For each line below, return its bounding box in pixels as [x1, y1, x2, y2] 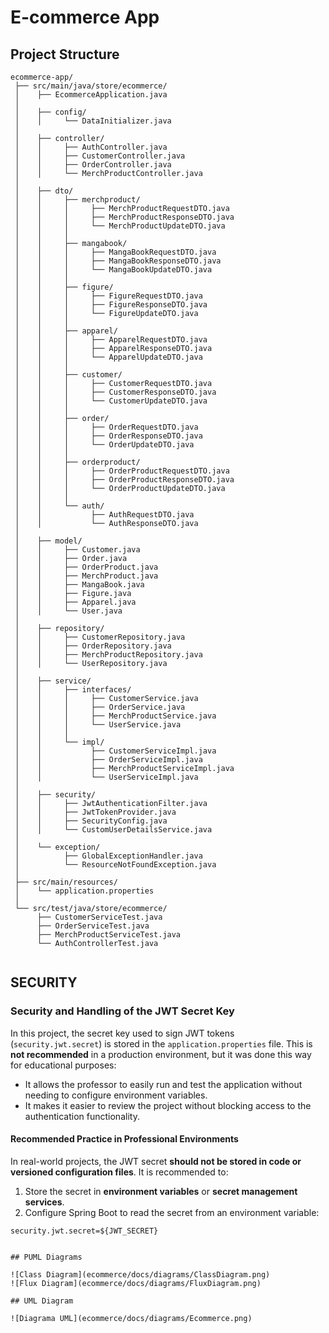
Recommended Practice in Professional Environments [10, 1133, 239, 1145]
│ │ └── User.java [14, 606, 123, 616]
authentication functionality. [24, 1110, 140, 1122]
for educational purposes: [10, 1059, 117, 1071]
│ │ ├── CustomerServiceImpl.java [14, 746, 217, 756]
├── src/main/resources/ [14, 877, 118, 887]
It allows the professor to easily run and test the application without [24, 1078, 303, 1090]
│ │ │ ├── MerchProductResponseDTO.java [14, 212, 235, 222]
